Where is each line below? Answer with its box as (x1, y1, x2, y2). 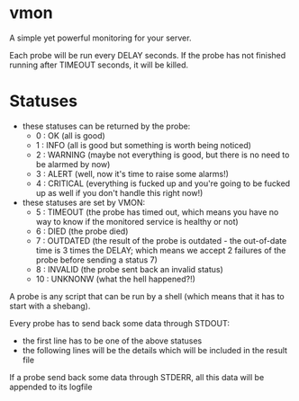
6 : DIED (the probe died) (35, 226, 129, 236)
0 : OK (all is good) (35, 129, 105, 141)
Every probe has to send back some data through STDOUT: (9, 317, 231, 328)
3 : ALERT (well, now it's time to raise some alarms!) (35, 168, 230, 179)
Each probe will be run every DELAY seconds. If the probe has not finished (9, 49, 286, 60)
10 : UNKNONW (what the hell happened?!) (35, 273, 196, 284)
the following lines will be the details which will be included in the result (22, 344, 288, 355)
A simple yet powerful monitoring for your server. (9, 32, 192, 43)
